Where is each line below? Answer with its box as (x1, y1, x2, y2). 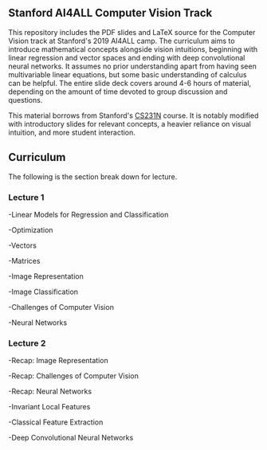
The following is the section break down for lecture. (8, 171, 178, 182)
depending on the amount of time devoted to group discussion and (8, 87, 228, 96)
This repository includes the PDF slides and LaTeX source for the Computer (8, 27, 256, 37)
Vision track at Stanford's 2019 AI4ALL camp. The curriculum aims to (8, 36, 235, 45)
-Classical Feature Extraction (8, 417, 104, 427)
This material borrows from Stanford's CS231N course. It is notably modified (8, 111, 259, 120)
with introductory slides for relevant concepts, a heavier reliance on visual (8, 119, 251, 128)
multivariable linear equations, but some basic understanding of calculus (8, 69, 247, 79)
